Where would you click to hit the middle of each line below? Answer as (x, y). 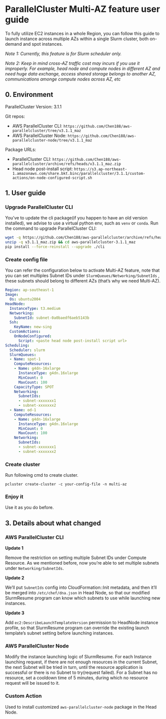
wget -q (13, 238)
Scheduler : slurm (27, 350)
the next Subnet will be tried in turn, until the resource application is (74, 667)
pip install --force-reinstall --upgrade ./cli (55, 247)
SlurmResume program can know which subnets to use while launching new (83, 598)
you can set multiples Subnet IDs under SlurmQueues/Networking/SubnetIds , (82, 276)
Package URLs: (21, 149)
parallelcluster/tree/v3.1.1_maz (47, 131)
